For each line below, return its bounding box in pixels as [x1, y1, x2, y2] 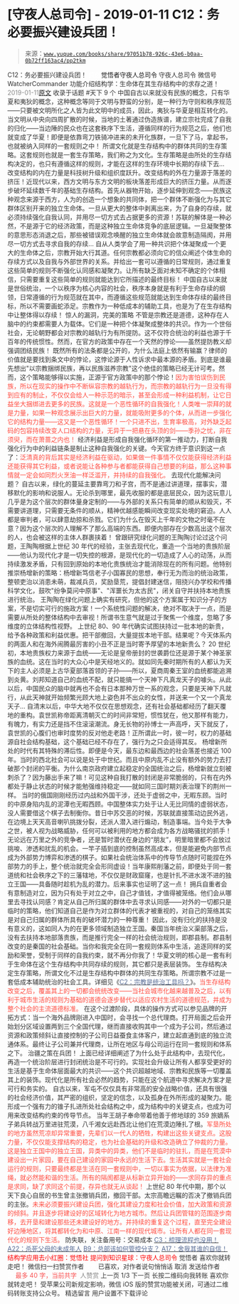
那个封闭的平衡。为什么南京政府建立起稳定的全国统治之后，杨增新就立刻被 [13, 764, 232, 773]
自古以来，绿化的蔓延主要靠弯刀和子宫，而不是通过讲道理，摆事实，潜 [21, 479, 228, 488]
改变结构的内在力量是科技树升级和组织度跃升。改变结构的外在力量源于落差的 [7, 168, 232, 176]
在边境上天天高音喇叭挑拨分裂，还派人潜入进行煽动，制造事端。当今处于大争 [7, 817, 232, 826]
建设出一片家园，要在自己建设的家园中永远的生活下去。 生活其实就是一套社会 [7, 1155, 232, 1164]
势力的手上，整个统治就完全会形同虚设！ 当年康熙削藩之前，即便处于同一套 [13, 862, 232, 870]
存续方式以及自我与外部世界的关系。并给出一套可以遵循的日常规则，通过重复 [7, 257, 232, 265]
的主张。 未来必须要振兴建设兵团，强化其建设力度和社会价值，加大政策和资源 [7, 1199, 232, 1208]
